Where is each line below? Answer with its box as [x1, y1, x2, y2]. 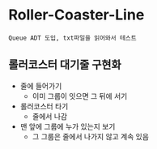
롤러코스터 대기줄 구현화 [8, 58, 121, 72]
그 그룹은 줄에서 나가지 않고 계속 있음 [32, 131, 150, 141]
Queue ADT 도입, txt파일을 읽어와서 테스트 [8, 34, 137, 42]
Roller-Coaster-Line [8, 6, 145, 24]
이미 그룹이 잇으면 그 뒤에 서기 [32, 91, 128, 100]
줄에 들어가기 [19, 81, 62, 91]
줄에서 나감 [32, 111, 67, 121]
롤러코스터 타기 [19, 101, 69, 111]
